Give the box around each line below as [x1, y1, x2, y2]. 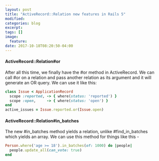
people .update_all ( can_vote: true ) [9, 148, 82, 153]
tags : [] [5, 30, 23, 35]
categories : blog [5, 20, 41, 26]
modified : [5, 16, 25, 21]
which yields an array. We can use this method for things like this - [5, 134, 139, 140]
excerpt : [5, 25, 23, 30]
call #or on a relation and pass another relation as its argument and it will [5, 74, 152, 80]
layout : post [5, 7, 32, 12]
